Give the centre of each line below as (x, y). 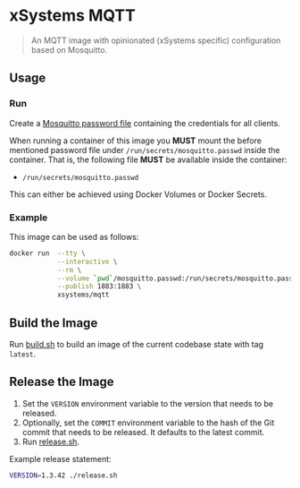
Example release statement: (60, 458)
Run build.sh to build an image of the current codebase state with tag (137, 344)
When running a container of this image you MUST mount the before (135, 141)
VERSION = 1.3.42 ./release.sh (63, 475)
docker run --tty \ (48, 253)
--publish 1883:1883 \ (99, 287)
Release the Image (62, 382)
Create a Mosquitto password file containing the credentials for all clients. (145, 123)
